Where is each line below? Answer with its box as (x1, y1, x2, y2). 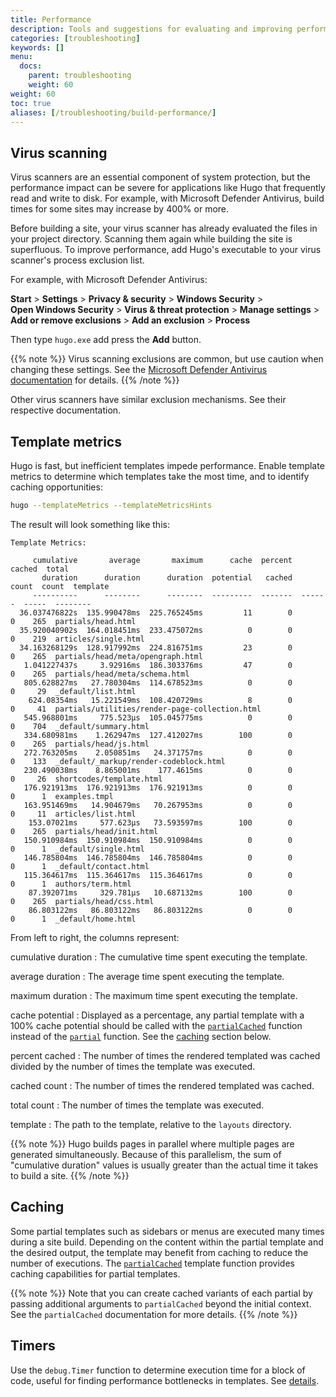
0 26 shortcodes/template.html (10, 774, 163, 784)
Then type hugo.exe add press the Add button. (10, 334, 202, 346)
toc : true (10, 98, 52, 108)
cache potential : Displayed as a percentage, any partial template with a (10, 1009, 305, 1021)
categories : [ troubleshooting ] (10, 33, 141, 43)
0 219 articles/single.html (10, 634, 145, 644)
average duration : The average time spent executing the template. (10, 970, 285, 982)
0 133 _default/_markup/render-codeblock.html (10, 756, 226, 766)
